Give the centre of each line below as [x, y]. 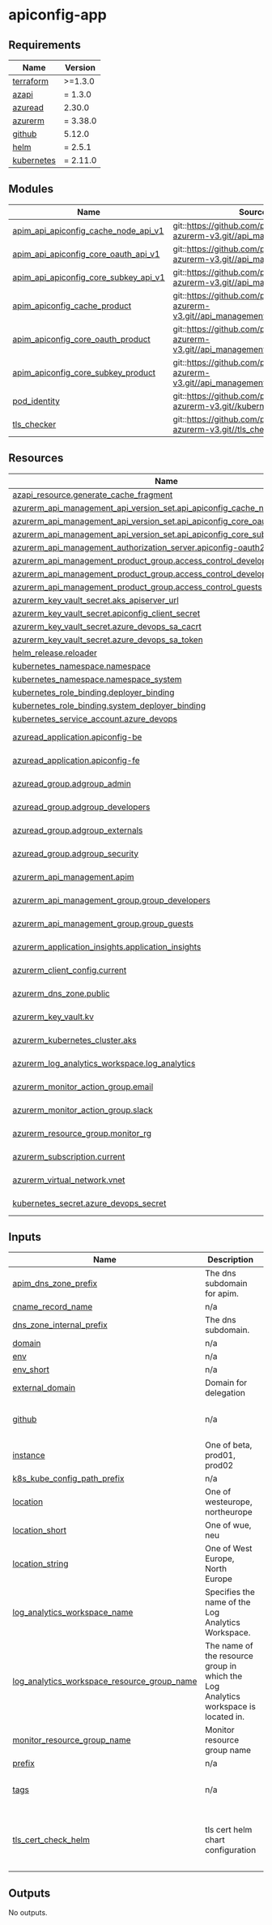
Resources [36, 459]
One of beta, [229, 1445]
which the [224, 1676]
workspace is [231, 1707]
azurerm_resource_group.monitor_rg [82, 1133]
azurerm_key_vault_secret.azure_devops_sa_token [108, 640]
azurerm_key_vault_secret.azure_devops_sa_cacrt [107, 626]
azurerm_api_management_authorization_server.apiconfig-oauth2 [139, 547]
